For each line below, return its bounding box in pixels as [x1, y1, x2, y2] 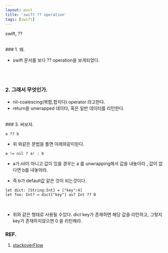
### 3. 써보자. [5, 121, 34, 127]
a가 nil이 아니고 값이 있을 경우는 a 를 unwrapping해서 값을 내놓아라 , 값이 [12, 160, 158, 166]
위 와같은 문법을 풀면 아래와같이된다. [12, 141, 85, 147]
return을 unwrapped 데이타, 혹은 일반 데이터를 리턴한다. [12, 105, 125, 111]
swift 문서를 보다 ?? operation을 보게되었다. [12, 57, 100, 63]
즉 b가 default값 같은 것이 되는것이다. [12, 178, 87, 184]
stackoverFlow [12, 242, 44, 248]
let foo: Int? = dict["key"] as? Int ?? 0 [5, 192, 96, 197]
